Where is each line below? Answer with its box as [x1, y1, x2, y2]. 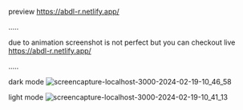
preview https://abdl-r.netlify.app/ [8, 7, 120, 16]
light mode [8, 92, 44, 102]
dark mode [8, 77, 44, 86]
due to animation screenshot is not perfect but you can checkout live [8, 37, 236, 47]
